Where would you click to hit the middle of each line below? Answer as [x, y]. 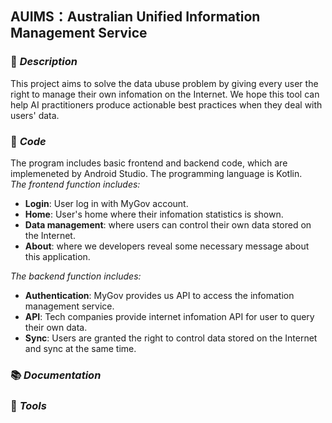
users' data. [35, 115]
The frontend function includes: [75, 184]
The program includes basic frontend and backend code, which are [149, 163]
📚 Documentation [56, 375]
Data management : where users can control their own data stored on [168, 224]
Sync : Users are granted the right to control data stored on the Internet [171, 338]
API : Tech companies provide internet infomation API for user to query [169, 316]
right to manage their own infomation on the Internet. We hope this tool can [165, 94]
